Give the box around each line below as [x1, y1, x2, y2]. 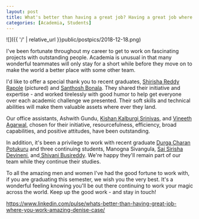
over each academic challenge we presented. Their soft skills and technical [6, 97, 191, 104]
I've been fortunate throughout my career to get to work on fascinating [6, 48, 179, 55]
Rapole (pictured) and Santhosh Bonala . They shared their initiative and [6, 85, 181, 92]
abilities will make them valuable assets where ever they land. [6, 104, 157, 111]
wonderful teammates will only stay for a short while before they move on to [6, 60, 192, 67]
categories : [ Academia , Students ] [6, 20, 92, 26]
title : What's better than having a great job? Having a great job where [6, 14, 193, 20]
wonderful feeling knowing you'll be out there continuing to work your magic [6, 182, 193, 189]
